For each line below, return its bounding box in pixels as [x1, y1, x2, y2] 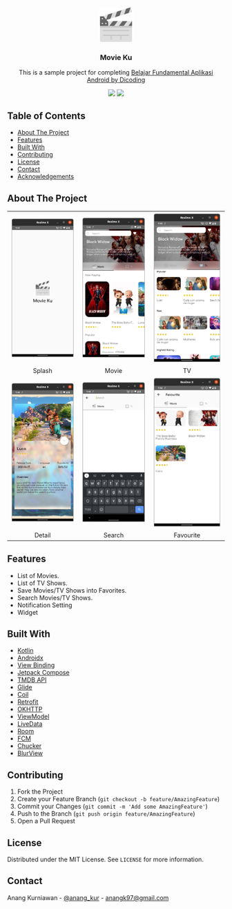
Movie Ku [99, 52, 133, 62]
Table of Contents [7, 110, 86, 122]
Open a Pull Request [17, 817, 76, 825]
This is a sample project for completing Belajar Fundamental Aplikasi [19, 68, 213, 77]
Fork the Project [17, 787, 64, 796]
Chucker [17, 742, 42, 750]
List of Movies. [17, 571, 60, 580]
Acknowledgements [17, 173, 75, 181]
